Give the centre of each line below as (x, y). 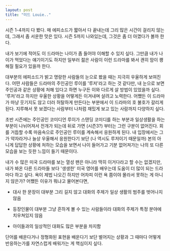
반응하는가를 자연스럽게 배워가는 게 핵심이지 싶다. (54, 243)
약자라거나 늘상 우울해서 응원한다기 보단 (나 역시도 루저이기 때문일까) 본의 (83, 138)
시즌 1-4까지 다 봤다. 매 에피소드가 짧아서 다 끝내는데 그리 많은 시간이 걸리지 (80, 30)
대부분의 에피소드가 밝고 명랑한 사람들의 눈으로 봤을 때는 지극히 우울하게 (76, 77)
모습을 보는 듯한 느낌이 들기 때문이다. (42, 151)
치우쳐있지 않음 (28, 215)
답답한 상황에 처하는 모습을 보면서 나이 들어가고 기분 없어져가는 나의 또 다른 (89, 145)
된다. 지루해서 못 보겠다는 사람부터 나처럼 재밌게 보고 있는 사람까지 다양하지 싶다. (85, 108)
